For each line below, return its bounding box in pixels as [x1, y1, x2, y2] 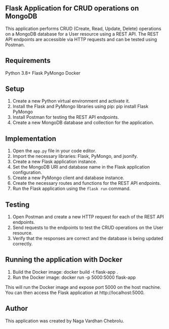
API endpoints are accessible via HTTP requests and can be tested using [5, 36, 157, 42]
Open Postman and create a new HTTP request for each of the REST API [12, 214, 164, 220]
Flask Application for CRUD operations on [5, 4, 139, 13]
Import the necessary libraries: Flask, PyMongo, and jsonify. [12, 153, 138, 159]
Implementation [5, 134, 57, 143]
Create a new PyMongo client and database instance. [12, 175, 124, 181]
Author [5, 304, 28, 313]
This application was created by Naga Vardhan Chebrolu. [5, 317, 124, 324]
